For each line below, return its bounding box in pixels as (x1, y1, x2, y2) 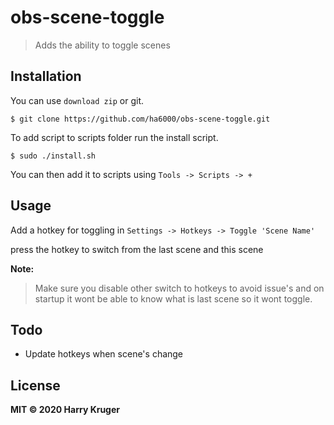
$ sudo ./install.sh (10, 151, 97, 161)
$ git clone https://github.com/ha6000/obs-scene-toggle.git (10, 114, 271, 124)
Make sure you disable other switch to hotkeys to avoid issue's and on (34, 282, 325, 294)
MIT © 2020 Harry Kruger (10, 404, 121, 416)
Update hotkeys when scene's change (24, 348, 184, 360)
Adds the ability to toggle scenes (34, 39, 171, 51)
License (10, 377, 61, 394)
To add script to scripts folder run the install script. (10, 131, 219, 143)
